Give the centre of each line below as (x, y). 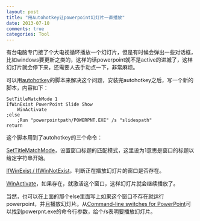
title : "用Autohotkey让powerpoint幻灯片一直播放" (66, 18)
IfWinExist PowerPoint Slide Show (50, 104)
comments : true (25, 29)
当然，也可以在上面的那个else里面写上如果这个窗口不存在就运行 (85, 196)
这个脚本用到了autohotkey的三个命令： (55, 138)
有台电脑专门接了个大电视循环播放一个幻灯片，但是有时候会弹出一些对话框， (101, 53)
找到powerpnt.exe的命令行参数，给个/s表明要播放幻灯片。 (83, 211)
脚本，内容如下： (27, 88)
